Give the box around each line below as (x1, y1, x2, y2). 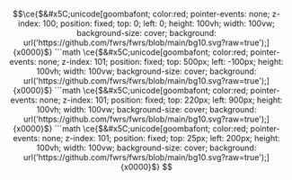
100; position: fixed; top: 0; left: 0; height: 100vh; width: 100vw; (42, 18, 276, 29)
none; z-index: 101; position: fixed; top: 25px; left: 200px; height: (41, 133, 280, 143)
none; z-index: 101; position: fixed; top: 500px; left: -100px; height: (38, 57, 284, 67)
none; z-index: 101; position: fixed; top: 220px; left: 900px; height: (39, 94, 283, 105)
